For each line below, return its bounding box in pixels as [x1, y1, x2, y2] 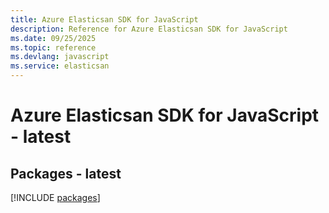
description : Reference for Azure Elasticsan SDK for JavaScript [10, 24, 288, 34]
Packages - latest [10, 165, 122, 182]
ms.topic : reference [10, 42, 97, 53]
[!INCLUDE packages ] [10, 192, 101, 203]
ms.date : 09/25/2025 [10, 33, 97, 43]
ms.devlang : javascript [10, 52, 110, 62]
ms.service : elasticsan [10, 61, 110, 71]
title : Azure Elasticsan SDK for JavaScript [10, 14, 199, 25]
